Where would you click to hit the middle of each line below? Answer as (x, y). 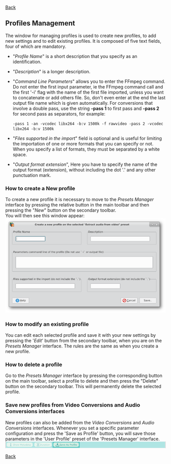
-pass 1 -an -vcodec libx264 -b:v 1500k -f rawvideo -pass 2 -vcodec (88, 124)
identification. (27, 62)
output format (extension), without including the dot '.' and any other (84, 169)
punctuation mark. (32, 175)
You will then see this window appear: (45, 216)
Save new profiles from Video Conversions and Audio (73, 405)
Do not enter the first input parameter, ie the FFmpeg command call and (88, 86)
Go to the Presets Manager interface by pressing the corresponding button (84, 375)
